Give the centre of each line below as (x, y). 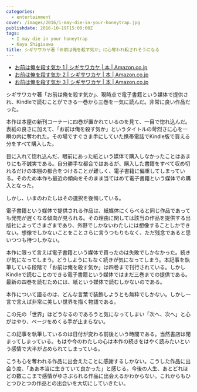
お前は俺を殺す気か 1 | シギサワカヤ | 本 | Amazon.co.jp (81, 67)
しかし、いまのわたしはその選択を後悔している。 (65, 198)
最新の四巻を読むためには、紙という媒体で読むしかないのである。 (86, 282)
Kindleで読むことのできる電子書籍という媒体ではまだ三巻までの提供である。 (98, 274)
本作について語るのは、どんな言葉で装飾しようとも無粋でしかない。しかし (96, 294)
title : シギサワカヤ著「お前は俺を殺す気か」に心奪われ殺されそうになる (83, 50)
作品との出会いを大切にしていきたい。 (82, 383)
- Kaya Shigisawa (33, 45)
